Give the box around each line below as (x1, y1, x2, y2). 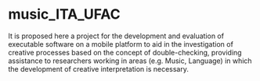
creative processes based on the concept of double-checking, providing (8, 48, 242, 57)
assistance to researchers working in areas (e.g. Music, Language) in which (8, 56, 252, 65)
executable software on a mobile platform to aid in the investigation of (8, 39, 233, 48)
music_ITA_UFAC (8, 5, 121, 23)
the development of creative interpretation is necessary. (8, 64, 190, 73)
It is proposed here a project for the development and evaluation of (8, 31, 225, 40)
